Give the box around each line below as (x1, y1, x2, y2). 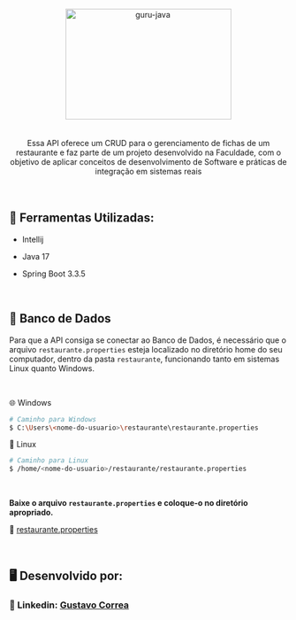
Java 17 (21, 251, 50, 261)
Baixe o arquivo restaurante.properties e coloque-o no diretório (9, 498, 249, 508)
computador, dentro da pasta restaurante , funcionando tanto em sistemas (9, 353, 280, 364)
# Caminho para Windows (9, 415, 97, 423)
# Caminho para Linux (9, 456, 89, 465)
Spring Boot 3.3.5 (21, 268, 86, 279)
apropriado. (9, 508, 54, 518)
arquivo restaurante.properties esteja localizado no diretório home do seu (9, 344, 283, 354)
